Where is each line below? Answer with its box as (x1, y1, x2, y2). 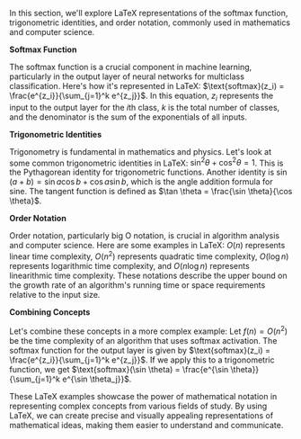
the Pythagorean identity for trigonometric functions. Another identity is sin (9, 166, 288, 178)
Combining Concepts (9, 307, 91, 318)
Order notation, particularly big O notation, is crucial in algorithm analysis (9, 230, 280, 241)
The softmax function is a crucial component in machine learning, (9, 62, 252, 72)
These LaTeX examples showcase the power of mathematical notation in (9, 390, 278, 401)
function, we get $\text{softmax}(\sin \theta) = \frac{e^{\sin (9, 363, 229, 374)
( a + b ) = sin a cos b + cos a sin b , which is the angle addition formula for (9, 176, 273, 187)
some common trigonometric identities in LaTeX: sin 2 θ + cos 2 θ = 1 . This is (9, 156, 284, 168)
